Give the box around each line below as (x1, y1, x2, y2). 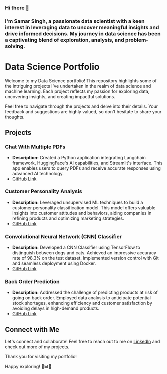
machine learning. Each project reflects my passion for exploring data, (5, 88, 150, 94)
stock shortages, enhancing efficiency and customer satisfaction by (12, 300, 152, 306)
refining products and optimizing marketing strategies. (12, 215, 124, 221)
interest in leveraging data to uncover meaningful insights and (5, 24, 159, 31)
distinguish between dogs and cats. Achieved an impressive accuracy (12, 250, 156, 256)
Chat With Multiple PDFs (5, 143, 66, 150)
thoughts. (5, 114, 25, 120)
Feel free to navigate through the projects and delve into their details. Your (5, 103, 158, 109)
